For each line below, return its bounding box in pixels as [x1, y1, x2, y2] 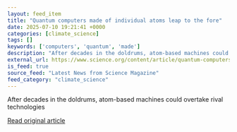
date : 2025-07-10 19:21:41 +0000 [7, 23, 106, 30]
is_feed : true [7, 63, 49, 70]
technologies [7, 103, 45, 112]
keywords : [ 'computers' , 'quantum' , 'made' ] [7, 43, 140, 50]
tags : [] [7, 37, 33, 44]
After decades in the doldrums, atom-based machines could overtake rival [7, 95, 224, 104]
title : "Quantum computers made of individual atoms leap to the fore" [7, 17, 222, 24]
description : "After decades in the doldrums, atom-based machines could [7, 50, 229, 57]
